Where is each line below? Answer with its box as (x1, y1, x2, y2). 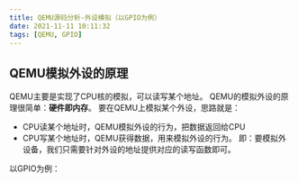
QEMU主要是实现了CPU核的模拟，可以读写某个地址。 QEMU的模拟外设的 (9, 91, 281, 102)
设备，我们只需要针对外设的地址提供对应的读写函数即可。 (22, 144, 236, 155)
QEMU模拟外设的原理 (9, 65, 129, 81)
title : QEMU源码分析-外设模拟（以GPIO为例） (9, 13, 162, 23)
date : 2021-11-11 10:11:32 (9, 22, 111, 31)
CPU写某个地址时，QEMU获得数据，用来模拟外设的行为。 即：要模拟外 (22, 132, 286, 144)
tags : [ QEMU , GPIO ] (9, 30, 83, 39)
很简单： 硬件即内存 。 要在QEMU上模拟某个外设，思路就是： (16, 103, 241, 114)
